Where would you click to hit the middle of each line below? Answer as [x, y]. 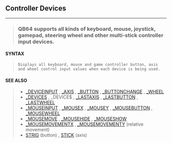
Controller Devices [36, 8]
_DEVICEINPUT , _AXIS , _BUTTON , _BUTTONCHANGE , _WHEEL [95, 92]
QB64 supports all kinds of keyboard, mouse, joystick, [87, 29]
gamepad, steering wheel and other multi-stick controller [91, 35]
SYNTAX [15, 54]
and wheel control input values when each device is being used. [89, 69]
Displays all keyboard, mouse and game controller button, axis [88, 64]
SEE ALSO [16, 80]
